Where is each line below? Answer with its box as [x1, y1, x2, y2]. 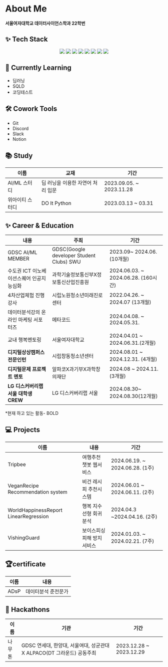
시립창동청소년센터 [51, 353, 94, 359]
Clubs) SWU [51, 259, 81, 265]
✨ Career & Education [5, 221, 74, 230]
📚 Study [5, 151, 33, 160]
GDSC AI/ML [7, 249, 37, 256]
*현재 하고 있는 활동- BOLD [5, 410, 59, 416]
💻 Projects [5, 425, 40, 434]
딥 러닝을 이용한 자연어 [41, 179, 92, 186]
